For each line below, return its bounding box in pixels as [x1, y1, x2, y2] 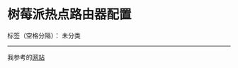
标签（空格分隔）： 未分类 [7, 31, 81, 40]
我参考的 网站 [7, 52, 45, 61]
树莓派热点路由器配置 [7, 6, 132, 23]
